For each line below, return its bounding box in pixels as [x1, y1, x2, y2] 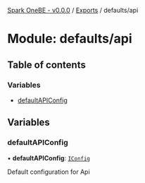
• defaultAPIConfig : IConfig [7, 153, 90, 162]
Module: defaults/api [7, 31, 132, 47]
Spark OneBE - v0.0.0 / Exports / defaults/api [7, 6, 139, 14]
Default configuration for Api [7, 167, 90, 176]
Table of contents [7, 59, 86, 71]
